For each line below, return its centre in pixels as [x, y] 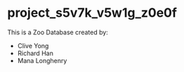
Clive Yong [33, 45]
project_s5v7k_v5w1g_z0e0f [92, 13]
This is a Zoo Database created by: [58, 32]
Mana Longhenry [42, 60]
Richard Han [35, 53]
